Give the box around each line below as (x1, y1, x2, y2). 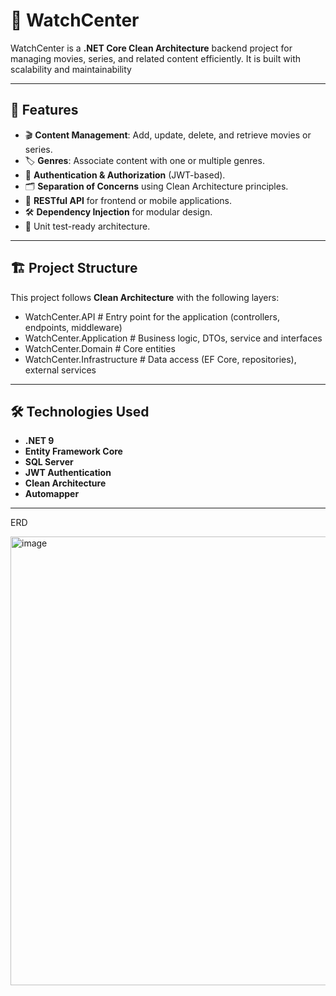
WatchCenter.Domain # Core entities (24, 342, 176, 354)
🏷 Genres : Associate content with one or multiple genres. (24, 154, 265, 166)
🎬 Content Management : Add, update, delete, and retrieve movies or (24, 129, 312, 141)
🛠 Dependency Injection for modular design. (24, 205, 213, 218)
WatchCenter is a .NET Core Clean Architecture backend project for (10, 42, 293, 54)
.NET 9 (24, 435, 55, 447)
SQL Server (24, 456, 74, 468)
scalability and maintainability (10, 63, 132, 75)
